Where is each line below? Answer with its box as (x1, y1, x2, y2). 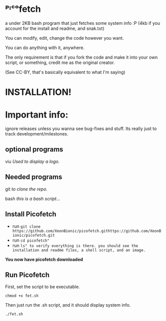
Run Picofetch (5, 270, 50, 279)
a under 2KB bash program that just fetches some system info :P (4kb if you (5, 20, 160, 26)
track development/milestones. (5, 131, 68, 137)
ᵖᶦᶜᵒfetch (5, 3, 41, 15)
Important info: (5, 109, 68, 121)
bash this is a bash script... (5, 195, 60, 201)
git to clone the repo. (5, 186, 48, 192)
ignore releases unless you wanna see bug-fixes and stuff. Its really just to (5, 126, 157, 131)
